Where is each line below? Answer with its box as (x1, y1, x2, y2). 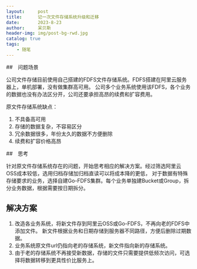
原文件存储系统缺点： (6, 103, 58, 110)
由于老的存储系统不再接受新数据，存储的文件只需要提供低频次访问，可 (14, 249, 185, 256)
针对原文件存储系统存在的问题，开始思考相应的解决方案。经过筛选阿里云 (6, 162, 181, 169)
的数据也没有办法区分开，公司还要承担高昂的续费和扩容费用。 (6, 90, 156, 97)
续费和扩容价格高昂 (14, 137, 62, 144)
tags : (6, 42, 19, 47)
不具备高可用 (14, 115, 46, 122)
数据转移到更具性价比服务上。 (25, 256, 98, 264)
